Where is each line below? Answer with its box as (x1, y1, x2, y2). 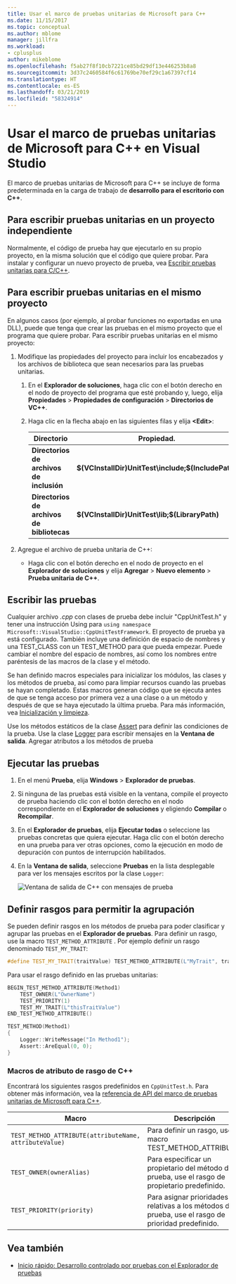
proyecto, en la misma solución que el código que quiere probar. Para (7, 251, 209, 259)
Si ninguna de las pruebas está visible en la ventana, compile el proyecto (17, 790, 228, 798)
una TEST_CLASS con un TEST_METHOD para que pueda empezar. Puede (7, 643, 223, 651)
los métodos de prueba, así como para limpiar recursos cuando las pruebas (7, 679, 226, 687)
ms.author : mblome (7, 30, 61, 37)
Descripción (173, 1113, 216, 1123)
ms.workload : (7, 43, 46, 50)
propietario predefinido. (147, 1181, 225, 1190)
